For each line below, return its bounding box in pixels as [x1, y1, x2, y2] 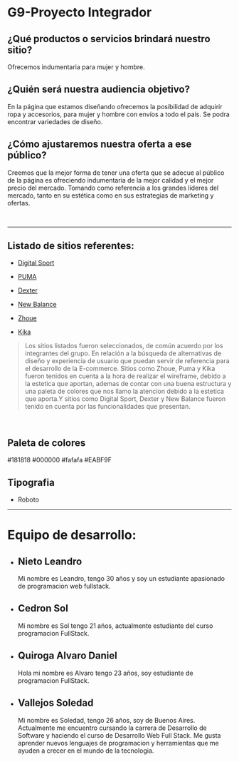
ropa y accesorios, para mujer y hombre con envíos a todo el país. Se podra [7, 110, 230, 118]
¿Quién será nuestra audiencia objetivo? [7, 83, 191, 96]
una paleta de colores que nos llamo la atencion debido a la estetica [24, 387, 224, 396]
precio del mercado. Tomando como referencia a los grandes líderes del [7, 183, 219, 192]
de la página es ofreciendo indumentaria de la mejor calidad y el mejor [7, 176, 214, 184]
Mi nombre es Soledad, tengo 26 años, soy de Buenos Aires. [17, 716, 196, 724]
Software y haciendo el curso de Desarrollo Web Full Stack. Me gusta [17, 731, 221, 739]
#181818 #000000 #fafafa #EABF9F [7, 456, 112, 464]
